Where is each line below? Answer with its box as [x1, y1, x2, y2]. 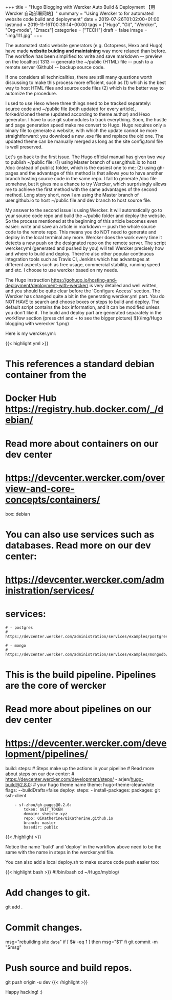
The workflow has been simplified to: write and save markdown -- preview [5, 53, 162, 59]
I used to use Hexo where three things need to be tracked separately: [5, 100, 152, 106]
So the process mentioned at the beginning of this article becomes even [5, 218, 158, 224]
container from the [5, 369, 87, 381]
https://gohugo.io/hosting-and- [51, 277, 117, 283]
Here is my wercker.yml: [5, 330, 56, 336]
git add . [5, 904, 23, 910]
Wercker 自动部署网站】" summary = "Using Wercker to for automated [5, 10, 154, 16]
